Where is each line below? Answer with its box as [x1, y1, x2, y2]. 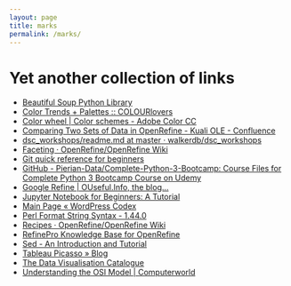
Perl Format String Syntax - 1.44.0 [21, 211, 147, 221]
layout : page [9, 12, 58, 22]
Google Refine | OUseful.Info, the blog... [21, 182, 169, 193]
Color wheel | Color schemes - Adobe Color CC [21, 116, 198, 127]
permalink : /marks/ [9, 29, 82, 38]
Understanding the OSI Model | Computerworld [21, 267, 196, 278]
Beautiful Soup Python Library [21, 97, 133, 107]
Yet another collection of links [9, 68, 235, 88]
